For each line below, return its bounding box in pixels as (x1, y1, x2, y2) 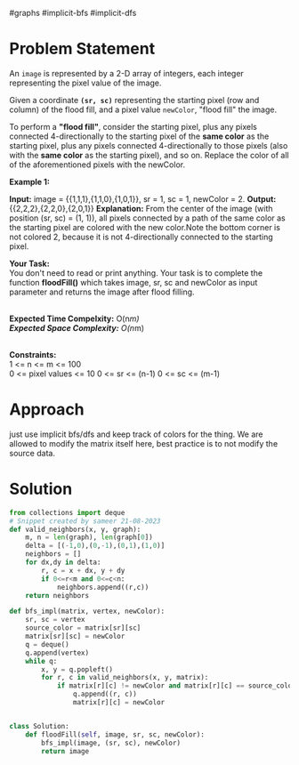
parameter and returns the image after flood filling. (9, 286, 195, 297)
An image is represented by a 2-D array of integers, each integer (9, 68, 245, 78)
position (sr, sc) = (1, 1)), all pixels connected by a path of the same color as (9, 213, 287, 223)
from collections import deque (9, 508, 125, 517)
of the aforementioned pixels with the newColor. (9, 159, 185, 170)
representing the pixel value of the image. (9, 77, 162, 88)
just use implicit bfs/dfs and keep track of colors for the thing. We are (9, 429, 264, 439)
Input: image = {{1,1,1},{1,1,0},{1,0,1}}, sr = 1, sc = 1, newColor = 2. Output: (9, 193, 277, 204)
